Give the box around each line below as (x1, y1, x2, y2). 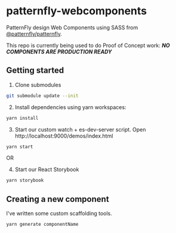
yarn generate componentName (6, 222, 79, 228)
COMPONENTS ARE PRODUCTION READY (6, 48, 112, 55)
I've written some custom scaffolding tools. (6, 210, 112, 217)
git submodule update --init (6, 92, 79, 99)
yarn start (6, 144, 33, 150)
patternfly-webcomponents (6, 4, 147, 18)
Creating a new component (6, 194, 109, 204)
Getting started (6, 66, 64, 76)
